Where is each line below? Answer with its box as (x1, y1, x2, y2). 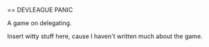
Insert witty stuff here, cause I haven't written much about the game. (7, 32, 203, 40)
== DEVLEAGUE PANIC (7, 6, 73, 14)
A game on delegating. (7, 19, 72, 27)
